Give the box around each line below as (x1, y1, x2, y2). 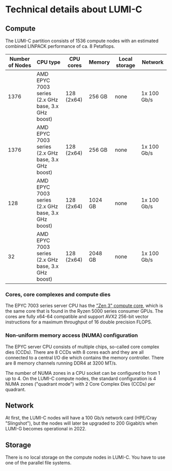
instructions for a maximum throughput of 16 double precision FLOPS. (5, 319, 153, 325)
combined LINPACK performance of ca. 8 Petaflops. (5, 43, 115, 49)
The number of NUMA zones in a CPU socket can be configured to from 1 (5, 370, 160, 376)
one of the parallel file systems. (5, 460, 72, 466)
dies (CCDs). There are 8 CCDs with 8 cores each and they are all (5, 349, 144, 355)
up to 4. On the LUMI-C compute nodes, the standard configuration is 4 (5, 375, 156, 382)
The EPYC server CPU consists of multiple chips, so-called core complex (5, 343, 160, 350)
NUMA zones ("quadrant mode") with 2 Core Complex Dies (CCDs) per (5, 381, 155, 387)
